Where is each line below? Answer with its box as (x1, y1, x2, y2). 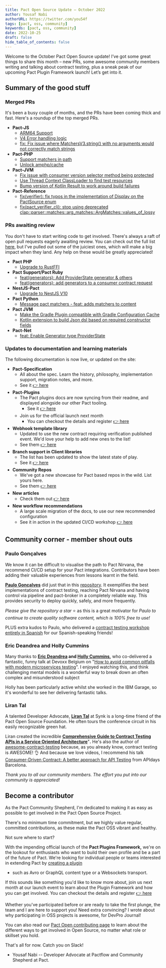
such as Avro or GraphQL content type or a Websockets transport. (12, 869, 148, 876)
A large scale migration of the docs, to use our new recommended (19, 508, 155, 514)
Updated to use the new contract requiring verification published (19, 431, 152, 437)
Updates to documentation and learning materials (5, 345, 127, 352)
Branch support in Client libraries (12, 449, 82, 455)
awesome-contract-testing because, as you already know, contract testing (5, 744, 158, 750)
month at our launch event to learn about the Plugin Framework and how (5, 884, 153, 891)
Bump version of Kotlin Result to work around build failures (19, 183, 140, 189)
